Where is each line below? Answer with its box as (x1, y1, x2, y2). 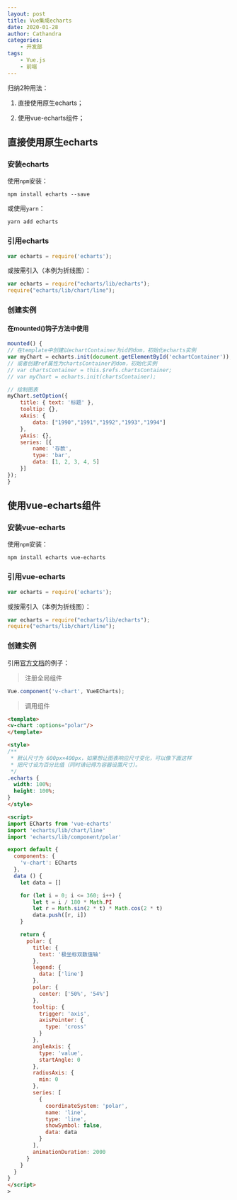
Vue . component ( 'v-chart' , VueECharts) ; (7, 688, 125, 695)
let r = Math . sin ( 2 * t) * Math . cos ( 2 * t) (33, 905, 163, 912)
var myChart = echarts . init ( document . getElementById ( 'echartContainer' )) (7, 354, 230, 361)
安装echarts (7, 159, 50, 169)
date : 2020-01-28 (7, 23, 59, 30)
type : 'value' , (38, 1050, 83, 1057)
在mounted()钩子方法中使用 (7, 324, 89, 332)
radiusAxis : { (33, 1070, 74, 1077)
